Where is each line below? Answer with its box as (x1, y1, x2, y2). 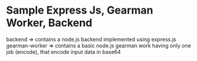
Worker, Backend (6, 16, 93, 30)
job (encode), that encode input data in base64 (6, 48, 121, 55)
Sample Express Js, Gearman (6, 4, 154, 17)
